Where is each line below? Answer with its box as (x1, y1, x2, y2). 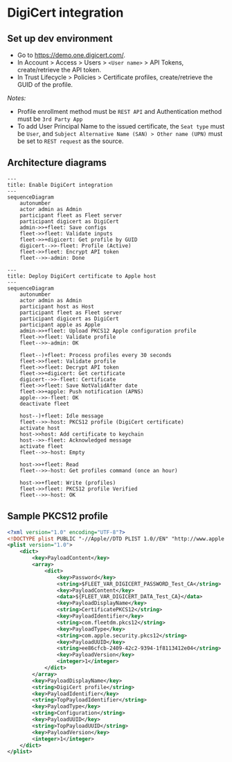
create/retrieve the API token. (17, 66, 102, 74)
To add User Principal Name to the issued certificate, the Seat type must (17, 122, 225, 130)
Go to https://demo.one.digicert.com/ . (17, 51, 126, 59)
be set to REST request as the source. (17, 137, 124, 145)
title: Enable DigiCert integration (7, 181, 113, 188)
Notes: (7, 94, 26, 102)
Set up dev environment (7, 33, 113, 44)
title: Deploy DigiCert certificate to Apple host (7, 272, 157, 279)
